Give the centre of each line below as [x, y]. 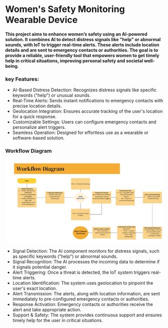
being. [12, 66]
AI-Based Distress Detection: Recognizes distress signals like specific [85, 90]
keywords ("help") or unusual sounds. [52, 95]
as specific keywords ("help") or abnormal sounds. [65, 256]
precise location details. [37, 106]
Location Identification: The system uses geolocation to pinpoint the [83, 283]
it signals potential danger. [40, 267]
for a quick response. [34, 117]
